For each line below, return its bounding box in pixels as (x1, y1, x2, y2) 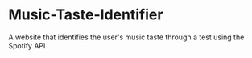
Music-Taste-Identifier (8, 6, 163, 24)
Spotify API (8, 40, 46, 50)
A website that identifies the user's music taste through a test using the (8, 32, 245, 42)
